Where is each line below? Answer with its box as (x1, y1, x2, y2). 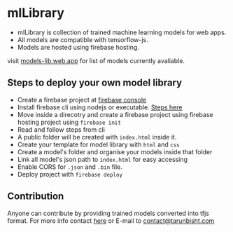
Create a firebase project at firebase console (17, 95, 147, 104)
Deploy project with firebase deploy (17, 170, 123, 178)
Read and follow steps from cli (17, 125, 105, 134)
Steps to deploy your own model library (7, 77, 183, 89)
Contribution (7, 191, 64, 203)
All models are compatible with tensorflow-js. (17, 35, 148, 43)
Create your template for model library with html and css (17, 140, 180, 149)
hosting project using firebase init (17, 118, 121, 126)
